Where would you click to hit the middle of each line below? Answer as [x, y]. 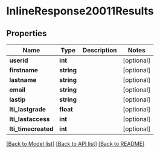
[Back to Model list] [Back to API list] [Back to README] [75, 144]
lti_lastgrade [28, 109]
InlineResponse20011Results [80, 11]
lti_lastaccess [30, 119]
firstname [24, 70]
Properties [27, 33]
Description [100, 50]
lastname [23, 80]
